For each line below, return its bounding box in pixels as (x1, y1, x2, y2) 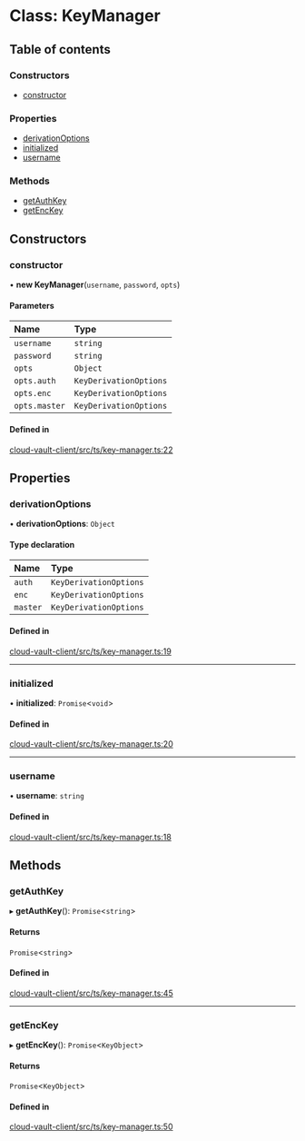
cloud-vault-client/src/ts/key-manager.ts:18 (9, 831, 172, 842)
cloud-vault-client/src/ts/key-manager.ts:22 (9, 444, 173, 455)
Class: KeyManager (9, 5, 161, 26)
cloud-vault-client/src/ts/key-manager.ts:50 (9, 1121, 173, 1132)
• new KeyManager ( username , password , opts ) (9, 279, 181, 291)
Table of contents (9, 42, 111, 57)
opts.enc (14, 388, 52, 399)
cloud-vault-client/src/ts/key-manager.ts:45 (9, 987, 174, 998)
